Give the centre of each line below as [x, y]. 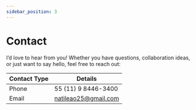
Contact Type [29, 78]
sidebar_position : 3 [32, 12]
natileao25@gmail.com [87, 98]
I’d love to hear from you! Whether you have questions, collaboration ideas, [98, 58]
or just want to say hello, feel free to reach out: [63, 64]
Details [87, 78]
